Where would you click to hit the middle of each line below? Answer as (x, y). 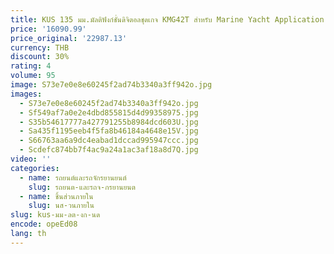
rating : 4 (31, 66)
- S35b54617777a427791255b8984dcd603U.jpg (109, 122)
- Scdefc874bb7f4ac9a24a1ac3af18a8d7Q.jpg (109, 150)
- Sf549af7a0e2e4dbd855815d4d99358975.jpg (109, 112)
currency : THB (40, 47)
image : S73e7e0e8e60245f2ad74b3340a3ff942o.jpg (111, 85)
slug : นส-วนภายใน (61, 206)
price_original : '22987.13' (69, 38)
